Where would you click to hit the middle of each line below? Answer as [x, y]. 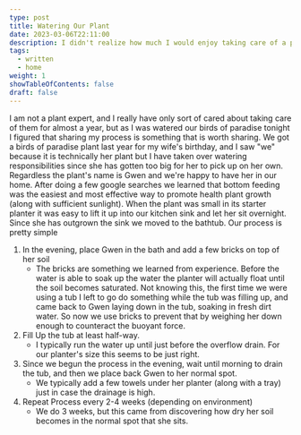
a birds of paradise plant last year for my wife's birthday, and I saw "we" [142, 146]
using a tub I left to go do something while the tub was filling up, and [162, 297]
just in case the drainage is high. [95, 392]
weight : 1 [28, 76]
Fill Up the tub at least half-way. [81, 335]
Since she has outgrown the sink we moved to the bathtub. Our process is [146, 222]
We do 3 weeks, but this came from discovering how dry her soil [155, 411]
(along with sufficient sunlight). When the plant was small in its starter [138, 203]
